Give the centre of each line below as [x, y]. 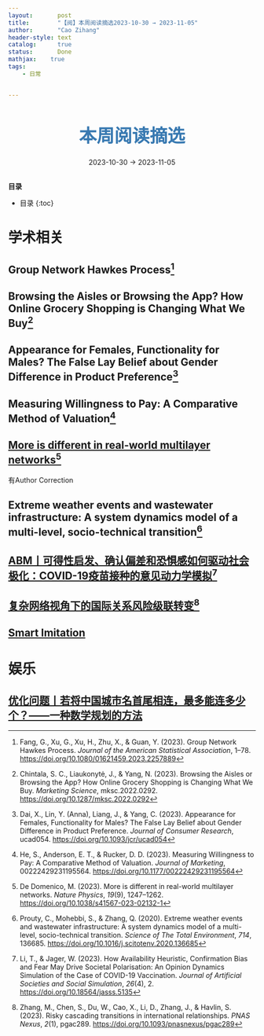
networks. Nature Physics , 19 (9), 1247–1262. [91, 895]
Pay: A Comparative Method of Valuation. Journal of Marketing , [123, 863]
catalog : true [40, 45]
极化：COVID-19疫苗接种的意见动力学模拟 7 [113, 575]
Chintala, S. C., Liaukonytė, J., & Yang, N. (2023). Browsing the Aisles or [136, 774]
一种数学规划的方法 [96, 715]
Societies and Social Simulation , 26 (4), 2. [87, 984]
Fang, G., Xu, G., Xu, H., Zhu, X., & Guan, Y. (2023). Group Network [128, 742]
